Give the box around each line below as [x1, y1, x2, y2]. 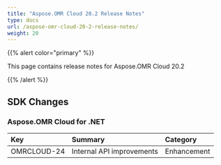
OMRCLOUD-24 [10, 146, 66, 156]
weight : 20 [7, 29, 39, 37]
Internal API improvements [72, 146, 159, 156]
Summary [72, 134, 105, 144]
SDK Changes [7, 95, 69, 108]
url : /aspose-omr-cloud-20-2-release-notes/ [7, 23, 139, 30]
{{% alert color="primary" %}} [7, 49, 95, 57]
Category [165, 134, 197, 144]
